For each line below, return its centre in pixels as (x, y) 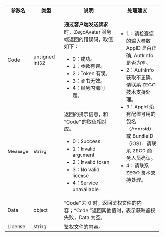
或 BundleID (140, 136)
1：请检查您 (140, 33)
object (41, 210)
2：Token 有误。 (92, 74)
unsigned (44, 57)
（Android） (140, 129)
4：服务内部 (86, 88)
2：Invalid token (91, 162)
